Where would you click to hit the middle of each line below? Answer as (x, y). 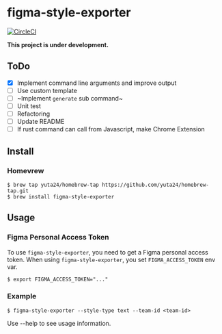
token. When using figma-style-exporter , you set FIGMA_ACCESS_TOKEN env (111, 259)
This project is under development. (58, 44)
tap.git (18, 191)
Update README (41, 122)
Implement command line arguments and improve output (97, 83)
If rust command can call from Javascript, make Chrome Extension (111, 129)
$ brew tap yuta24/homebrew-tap (53, 185)
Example (22, 296)
